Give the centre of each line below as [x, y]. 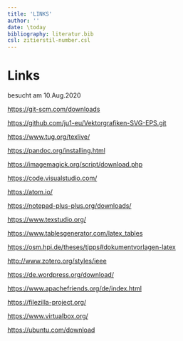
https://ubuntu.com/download [51, 330]
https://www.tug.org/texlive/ [49, 137]
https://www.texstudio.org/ [47, 220]
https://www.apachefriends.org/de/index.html [75, 288]
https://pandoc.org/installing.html [56, 151]
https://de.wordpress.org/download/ [61, 275]
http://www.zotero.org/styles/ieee [57, 261]
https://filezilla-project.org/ [47, 303]
